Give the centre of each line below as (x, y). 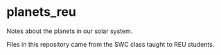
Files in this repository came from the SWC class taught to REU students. (110, 44)
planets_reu (42, 12)
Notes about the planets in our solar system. (70, 31)
